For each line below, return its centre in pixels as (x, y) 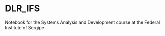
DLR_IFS (22, 9)
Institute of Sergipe (25, 27)
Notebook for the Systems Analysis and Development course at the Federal (82, 22)
